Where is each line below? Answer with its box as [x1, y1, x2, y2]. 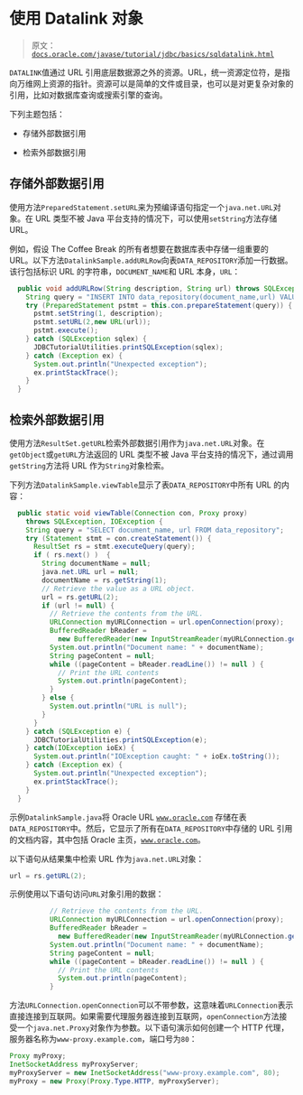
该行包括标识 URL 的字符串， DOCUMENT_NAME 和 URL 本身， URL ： [9, 265, 241, 276]
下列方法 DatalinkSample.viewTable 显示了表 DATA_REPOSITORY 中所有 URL [9, 479, 272, 490]
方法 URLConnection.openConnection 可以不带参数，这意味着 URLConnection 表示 [9, 999, 294, 1011]
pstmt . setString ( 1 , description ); [32, 309, 164, 319]
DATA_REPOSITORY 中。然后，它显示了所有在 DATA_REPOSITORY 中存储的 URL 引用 [9, 822, 293, 833]
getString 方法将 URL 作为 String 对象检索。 [9, 459, 170, 470]
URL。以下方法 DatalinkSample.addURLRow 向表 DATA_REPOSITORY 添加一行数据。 [9, 255, 293, 265]
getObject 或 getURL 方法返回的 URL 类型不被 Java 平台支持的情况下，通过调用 [9, 449, 294, 459]
